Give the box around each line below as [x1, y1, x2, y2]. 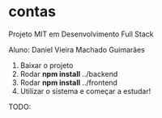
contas [8, 2, 57, 21]
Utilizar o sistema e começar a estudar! [19, 86, 151, 95]
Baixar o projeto [19, 60, 74, 70]
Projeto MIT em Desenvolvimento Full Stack [8, 29, 154, 39]
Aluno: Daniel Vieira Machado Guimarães [8, 44, 146, 54]
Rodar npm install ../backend [19, 69, 118, 78]
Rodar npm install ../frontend [19, 78, 117, 87]
